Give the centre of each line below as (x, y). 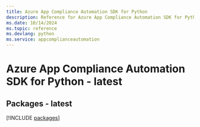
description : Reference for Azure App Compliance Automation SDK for (94, 17)
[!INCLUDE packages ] (33, 118)
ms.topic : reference (32, 28)
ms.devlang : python (30, 34)
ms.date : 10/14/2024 (32, 23)
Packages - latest (39, 103)
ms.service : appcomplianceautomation (53, 39)
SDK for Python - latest (64, 82)
